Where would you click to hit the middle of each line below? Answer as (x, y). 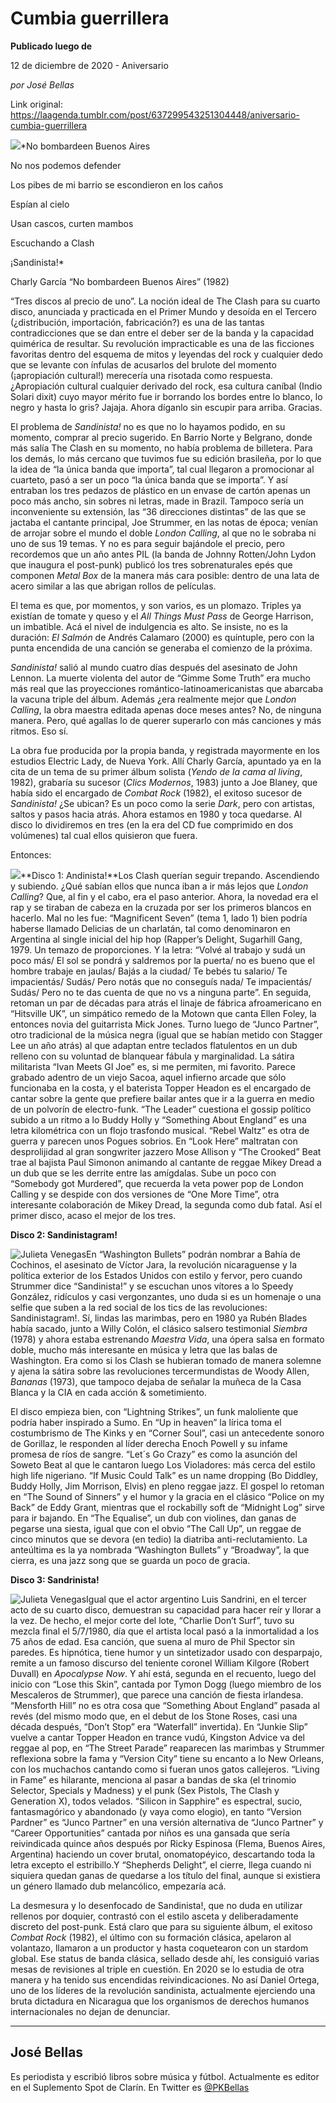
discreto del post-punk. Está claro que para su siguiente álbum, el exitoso (161, 1926)
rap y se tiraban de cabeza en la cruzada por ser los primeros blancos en (161, 907)
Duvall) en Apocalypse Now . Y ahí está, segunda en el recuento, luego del (163, 1673)
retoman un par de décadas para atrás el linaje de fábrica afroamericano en (166, 1003)
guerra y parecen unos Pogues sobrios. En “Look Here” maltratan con (154, 1141)
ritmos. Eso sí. (39, 731)
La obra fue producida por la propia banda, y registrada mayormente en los (165, 750)
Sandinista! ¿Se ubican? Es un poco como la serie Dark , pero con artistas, (163, 803)
